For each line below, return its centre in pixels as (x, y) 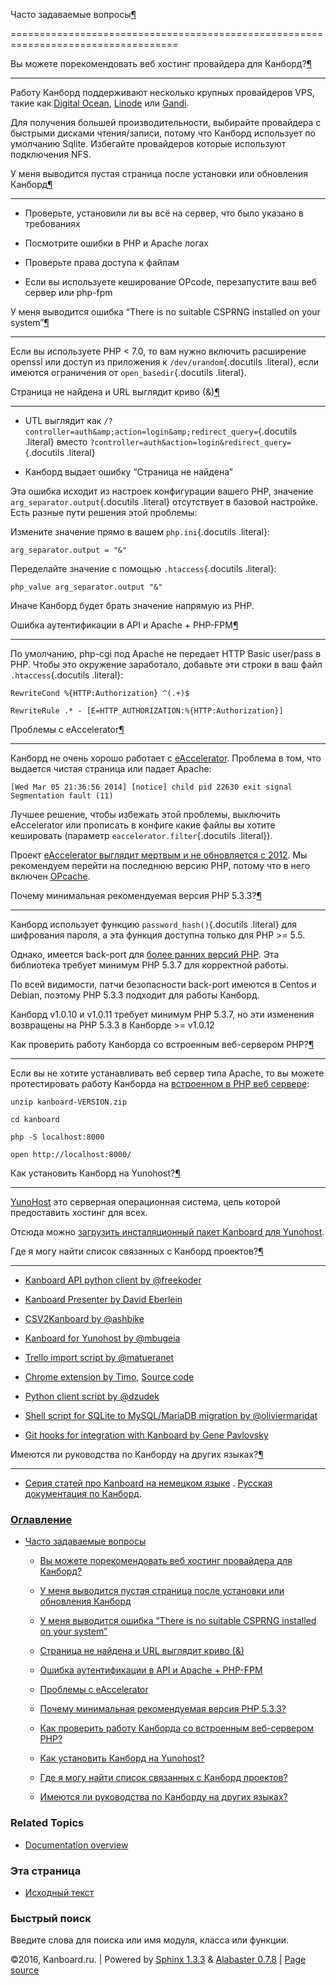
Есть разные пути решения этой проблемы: (104, 512)
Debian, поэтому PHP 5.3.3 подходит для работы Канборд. (135, 995)
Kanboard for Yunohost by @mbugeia (102, 1338)
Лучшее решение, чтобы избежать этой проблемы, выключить (145, 814)
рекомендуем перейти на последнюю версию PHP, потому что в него (160, 865)
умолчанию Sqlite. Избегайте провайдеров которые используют (148, 143)
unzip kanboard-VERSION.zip (69, 1102)
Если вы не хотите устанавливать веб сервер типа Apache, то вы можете (167, 1073)
